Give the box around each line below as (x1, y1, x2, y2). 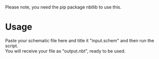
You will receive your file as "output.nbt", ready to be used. (5, 48, 126, 54)
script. (5, 43, 18, 49)
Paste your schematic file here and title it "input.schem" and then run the (5, 37, 155, 43)
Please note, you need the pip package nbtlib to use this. (5, 4, 122, 10)
